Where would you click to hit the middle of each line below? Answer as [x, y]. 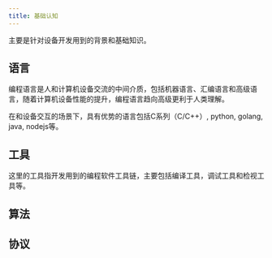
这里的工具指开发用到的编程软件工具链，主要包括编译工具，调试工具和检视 [133, 176]
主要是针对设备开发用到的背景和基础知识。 [80, 40]
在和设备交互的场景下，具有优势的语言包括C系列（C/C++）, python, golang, [136, 116]
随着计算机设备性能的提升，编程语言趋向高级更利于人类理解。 [125, 99]
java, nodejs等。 [36, 127]
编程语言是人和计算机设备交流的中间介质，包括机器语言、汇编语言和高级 [129, 89]
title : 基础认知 [33, 16]
